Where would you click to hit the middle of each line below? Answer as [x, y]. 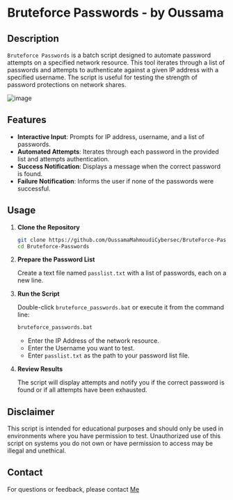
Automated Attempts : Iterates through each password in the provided [118, 152]
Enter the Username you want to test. [81, 348]
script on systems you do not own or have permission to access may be [110, 444]
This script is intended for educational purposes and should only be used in [115, 428]
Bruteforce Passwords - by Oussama [115, 13]
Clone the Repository [48, 227]
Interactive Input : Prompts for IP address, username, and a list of [111, 136]
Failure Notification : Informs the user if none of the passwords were [115, 181]
